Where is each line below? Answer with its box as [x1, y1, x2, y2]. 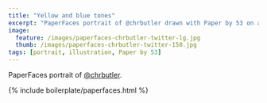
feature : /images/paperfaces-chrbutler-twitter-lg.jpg [15, 33, 201, 42]
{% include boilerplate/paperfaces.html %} [8, 86, 149, 95]
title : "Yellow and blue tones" [8, 11, 115, 20]
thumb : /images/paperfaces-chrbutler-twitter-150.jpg [15, 41, 197, 49]
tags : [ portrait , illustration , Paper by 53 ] [8, 48, 161, 56]
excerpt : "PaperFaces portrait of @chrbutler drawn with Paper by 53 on [8, 19, 254, 27]
